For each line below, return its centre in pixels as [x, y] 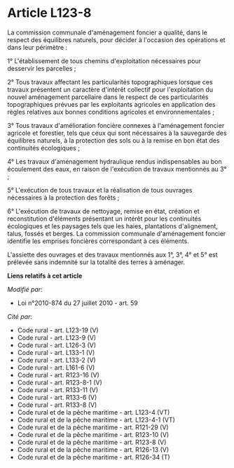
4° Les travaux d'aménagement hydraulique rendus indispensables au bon [115, 161]
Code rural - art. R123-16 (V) [58, 375]
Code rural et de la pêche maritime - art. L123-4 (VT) [94, 412]
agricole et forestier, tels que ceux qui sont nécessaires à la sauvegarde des [117, 133]
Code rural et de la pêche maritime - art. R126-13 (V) [93, 449]
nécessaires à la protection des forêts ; [63, 197]
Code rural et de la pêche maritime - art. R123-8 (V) [92, 442]
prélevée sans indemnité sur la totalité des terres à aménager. [96, 262]
